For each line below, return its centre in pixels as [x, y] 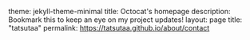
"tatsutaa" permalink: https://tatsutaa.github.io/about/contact [109, 28]
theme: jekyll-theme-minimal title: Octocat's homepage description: [119, 11]
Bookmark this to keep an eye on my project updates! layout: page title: [125, 20]
